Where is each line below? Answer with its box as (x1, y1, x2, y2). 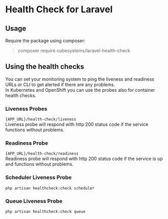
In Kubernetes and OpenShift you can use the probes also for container (5, 87, 155, 93)
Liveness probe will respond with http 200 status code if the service (5, 122, 149, 128)
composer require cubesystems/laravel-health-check (17, 48, 130, 53)
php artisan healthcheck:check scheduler (5, 186, 95, 191)
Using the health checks (5, 63, 84, 71)
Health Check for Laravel (5, 4, 113, 15)
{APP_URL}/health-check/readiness (5, 151, 79, 156)
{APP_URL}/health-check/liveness (5, 117, 77, 122)
